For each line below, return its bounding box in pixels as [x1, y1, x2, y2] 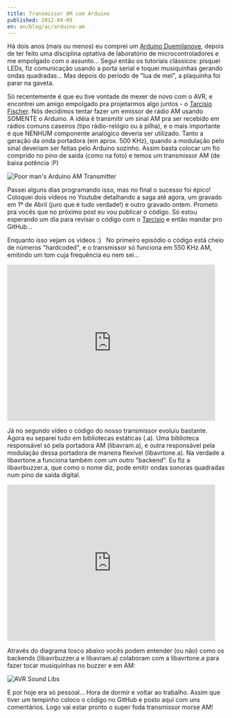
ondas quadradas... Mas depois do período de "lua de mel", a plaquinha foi [7, 72, 220, 80]
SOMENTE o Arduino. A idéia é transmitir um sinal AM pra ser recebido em [7, 115, 220, 123]
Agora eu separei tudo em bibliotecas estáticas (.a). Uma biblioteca [7, 434, 199, 442]
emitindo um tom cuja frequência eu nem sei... [7, 251, 140, 259]
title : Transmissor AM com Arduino [7, 10, 110, 17]
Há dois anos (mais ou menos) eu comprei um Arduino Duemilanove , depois [7, 42, 224, 51]
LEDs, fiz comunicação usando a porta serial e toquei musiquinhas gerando [7, 64, 223, 73]
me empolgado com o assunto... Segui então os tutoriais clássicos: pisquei [7, 57, 220, 65]
